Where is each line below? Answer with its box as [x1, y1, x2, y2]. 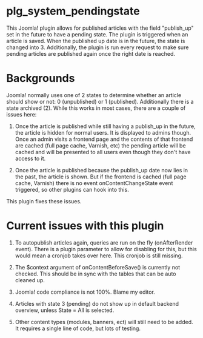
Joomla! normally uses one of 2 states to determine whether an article [6, 91, 182, 98]
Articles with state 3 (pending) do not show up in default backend [15, 300, 179, 307]
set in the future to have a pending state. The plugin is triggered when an [6, 30, 188, 38]
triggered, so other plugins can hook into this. [15, 186, 129, 193]
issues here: [6, 110, 37, 118]
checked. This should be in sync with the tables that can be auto [15, 270, 176, 277]
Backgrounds [6, 72, 75, 86]
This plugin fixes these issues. [6, 197, 82, 204]
